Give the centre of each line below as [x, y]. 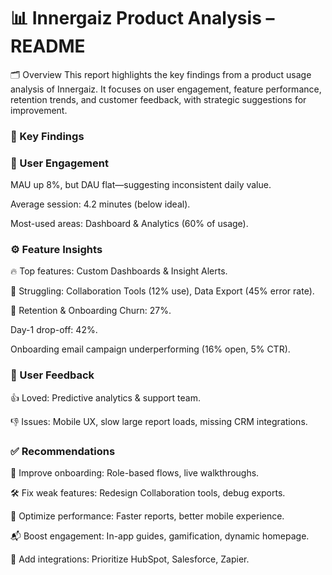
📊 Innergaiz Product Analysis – [142, 18]
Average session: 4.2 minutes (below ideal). [100, 204]
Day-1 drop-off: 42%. [54, 330]
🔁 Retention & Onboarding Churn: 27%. [91, 311]
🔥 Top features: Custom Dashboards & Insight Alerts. [119, 271]
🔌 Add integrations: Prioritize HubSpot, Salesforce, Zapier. [130, 559]
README [48, 46]
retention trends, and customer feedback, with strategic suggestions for [158, 99]
